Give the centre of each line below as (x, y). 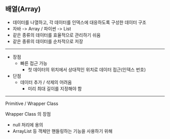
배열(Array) (23, 9)
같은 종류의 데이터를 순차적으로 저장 (48, 41)
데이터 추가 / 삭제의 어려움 (46, 82)
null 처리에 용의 (28, 125)
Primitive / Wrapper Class (32, 103)
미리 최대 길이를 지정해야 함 (55, 88)
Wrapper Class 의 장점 (28, 114)
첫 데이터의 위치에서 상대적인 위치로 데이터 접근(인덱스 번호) (87, 69)
